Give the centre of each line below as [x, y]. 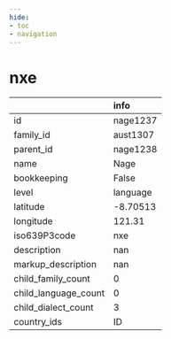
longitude [33, 221]
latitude [29, 207]
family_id [32, 135]
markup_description [55, 265]
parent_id [33, 150]
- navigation [33, 34]
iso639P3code [45, 235]
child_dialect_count [54, 308]
